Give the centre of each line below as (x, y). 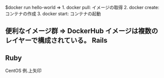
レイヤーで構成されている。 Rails (56, 41)
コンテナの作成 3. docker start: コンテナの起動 (53, 14)
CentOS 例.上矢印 (23, 71)
